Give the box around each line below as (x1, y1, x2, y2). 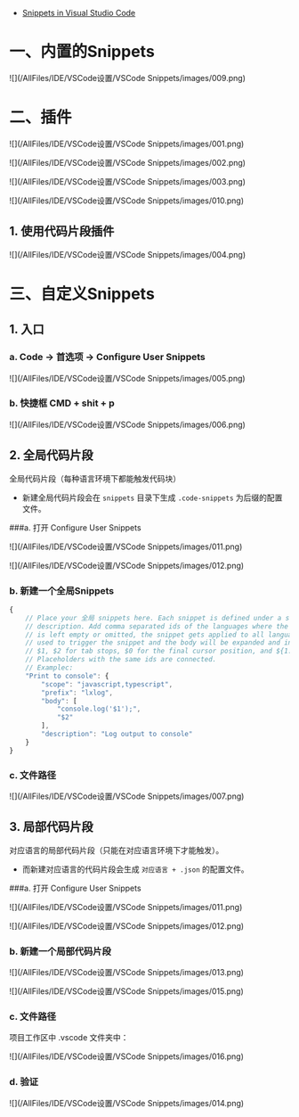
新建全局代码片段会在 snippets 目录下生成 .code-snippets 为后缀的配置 (21, 492, 283, 503)
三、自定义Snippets (9, 283, 156, 304)
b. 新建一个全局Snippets (9, 584, 115, 596)
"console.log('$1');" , (56, 704, 141, 714)
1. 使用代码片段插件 (9, 224, 115, 239)
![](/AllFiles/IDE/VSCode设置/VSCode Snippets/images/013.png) (9, 967, 245, 978)
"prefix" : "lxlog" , (41, 688, 114, 697)
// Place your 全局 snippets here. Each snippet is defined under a (25, 613, 282, 622)
